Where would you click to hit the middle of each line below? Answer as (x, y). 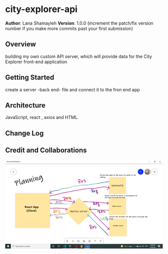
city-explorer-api (41, 9)
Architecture (25, 105)
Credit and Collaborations (46, 150)
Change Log (24, 133)
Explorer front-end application (36, 62)
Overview (21, 44)
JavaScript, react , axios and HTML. (42, 117)
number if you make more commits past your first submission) (69, 28)
